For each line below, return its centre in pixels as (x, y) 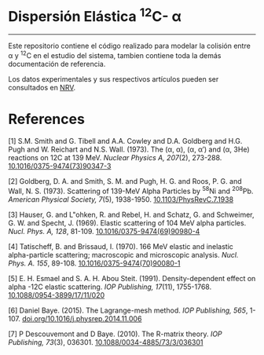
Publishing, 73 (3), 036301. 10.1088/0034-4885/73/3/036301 (106, 342)
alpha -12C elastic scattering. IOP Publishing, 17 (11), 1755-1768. (110, 287)
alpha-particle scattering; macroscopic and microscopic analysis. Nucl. (123, 254)
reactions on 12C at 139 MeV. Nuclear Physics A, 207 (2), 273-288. (115, 157)
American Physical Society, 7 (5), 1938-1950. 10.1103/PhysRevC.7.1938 (121, 199)
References (46, 119)
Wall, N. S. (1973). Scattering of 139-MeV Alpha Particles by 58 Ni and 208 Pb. (131, 190)
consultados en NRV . (42, 87)
